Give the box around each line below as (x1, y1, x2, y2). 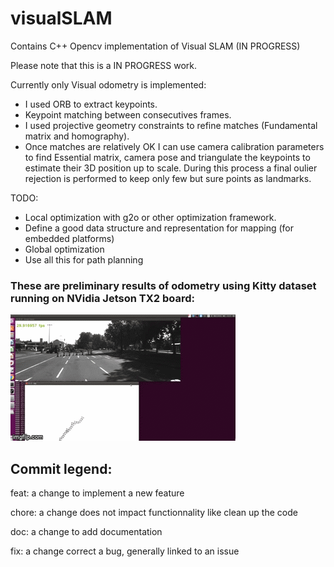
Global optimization (24, 243, 105, 255)
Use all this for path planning (24, 253, 144, 266)
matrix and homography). (24, 130, 130, 142)
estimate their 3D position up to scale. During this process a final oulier (24, 162, 318, 174)
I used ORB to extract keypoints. (24, 98, 158, 110)
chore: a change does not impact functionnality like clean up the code (10, 507, 298, 519)
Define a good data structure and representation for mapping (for (24, 222, 294, 234)
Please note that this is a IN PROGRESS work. (10, 59, 197, 71)
